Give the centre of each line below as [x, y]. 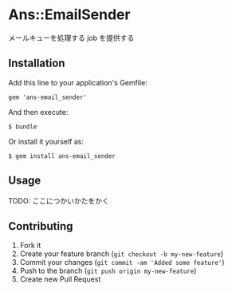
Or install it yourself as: [46, 141]
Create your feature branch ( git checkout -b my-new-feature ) [122, 254]
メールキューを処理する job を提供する [71, 37]
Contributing [41, 226]
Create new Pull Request [60, 279]
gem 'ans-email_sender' [48, 97]
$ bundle [23, 126]
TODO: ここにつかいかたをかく [59, 200]
